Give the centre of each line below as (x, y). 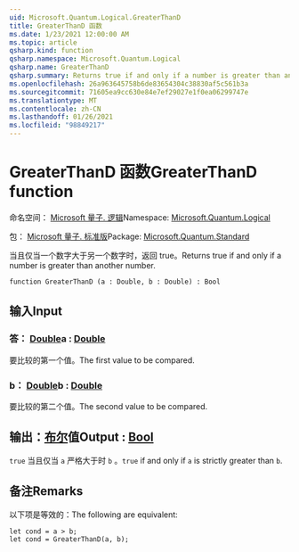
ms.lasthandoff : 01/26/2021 (61, 117)
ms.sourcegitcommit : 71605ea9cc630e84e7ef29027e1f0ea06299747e (129, 92)
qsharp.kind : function (51, 51)
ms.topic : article (43, 42)
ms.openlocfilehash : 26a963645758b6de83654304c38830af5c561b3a (129, 84)
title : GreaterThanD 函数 (56, 26)
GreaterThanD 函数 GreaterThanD (133, 173)
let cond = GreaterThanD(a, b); (69, 539)
